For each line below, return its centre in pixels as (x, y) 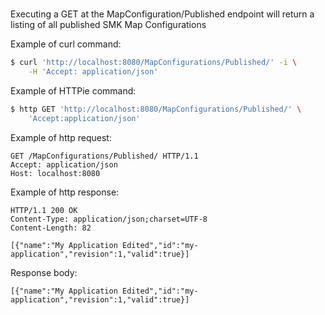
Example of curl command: (66, 44)
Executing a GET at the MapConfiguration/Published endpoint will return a (162, 14)
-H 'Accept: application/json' (93, 72)
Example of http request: (61, 137)
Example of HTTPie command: (73, 90)
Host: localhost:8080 (55, 173)
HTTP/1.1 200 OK (44, 210)
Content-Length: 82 (51, 228)
